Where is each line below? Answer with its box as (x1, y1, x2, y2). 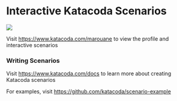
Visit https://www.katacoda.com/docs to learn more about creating (6, 70, 172, 77)
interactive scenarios (6, 41, 58, 48)
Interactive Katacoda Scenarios (6, 4, 167, 18)
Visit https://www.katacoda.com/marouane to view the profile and (6, 35, 169, 42)
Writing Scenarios (6, 56, 60, 65)
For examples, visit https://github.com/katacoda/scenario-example (6, 88, 171, 95)
